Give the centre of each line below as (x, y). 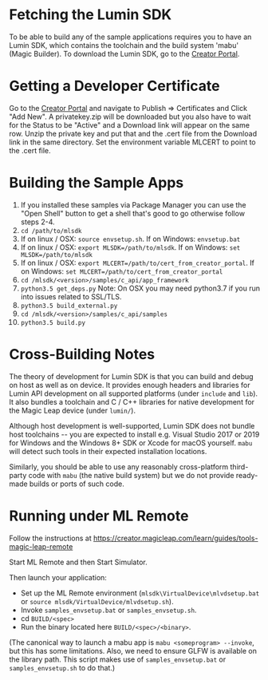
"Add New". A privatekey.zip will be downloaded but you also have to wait (130, 117)
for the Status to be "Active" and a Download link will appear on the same (130, 125)
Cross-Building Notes (82, 354)
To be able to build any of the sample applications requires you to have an (130, 37)
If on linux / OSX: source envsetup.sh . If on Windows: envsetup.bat (130, 239)
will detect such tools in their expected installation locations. (108, 451)
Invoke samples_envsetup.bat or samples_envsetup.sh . (108, 610)
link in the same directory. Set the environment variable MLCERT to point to (132, 142)
